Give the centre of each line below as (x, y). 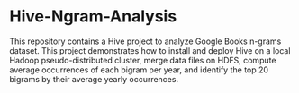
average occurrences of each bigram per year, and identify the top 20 (139, 70)
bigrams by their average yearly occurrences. (94, 79)
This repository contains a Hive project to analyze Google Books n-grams (145, 41)
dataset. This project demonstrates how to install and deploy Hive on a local (150, 50)
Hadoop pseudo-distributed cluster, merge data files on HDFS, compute (143, 60)
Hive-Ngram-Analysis (93, 17)
